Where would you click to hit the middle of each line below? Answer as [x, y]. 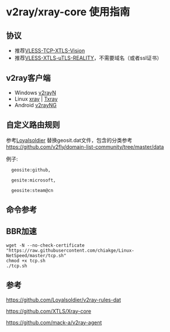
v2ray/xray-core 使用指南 [68, 12]
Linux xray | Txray [36, 99]
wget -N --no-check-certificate [45, 245]
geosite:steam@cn [32, 190]
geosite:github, [31, 170]
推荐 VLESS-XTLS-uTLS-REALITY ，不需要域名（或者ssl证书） [88, 58]
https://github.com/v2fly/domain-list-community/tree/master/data [85, 146]
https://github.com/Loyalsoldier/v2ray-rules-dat [64, 300]
